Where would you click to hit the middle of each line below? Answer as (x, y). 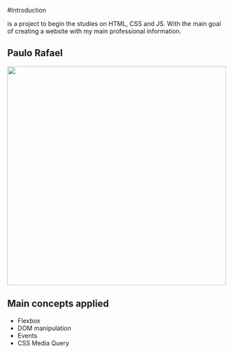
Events (27, 335)
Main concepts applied (58, 304)
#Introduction (27, 10)
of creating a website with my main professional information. (94, 31)
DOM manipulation (44, 328)
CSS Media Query (43, 343)
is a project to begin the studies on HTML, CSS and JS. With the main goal (114, 23)
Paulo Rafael (35, 53)
